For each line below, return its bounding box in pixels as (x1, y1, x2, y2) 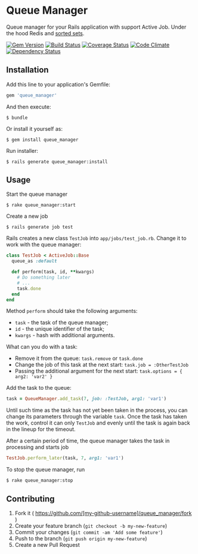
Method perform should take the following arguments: (6, 307, 138, 315)
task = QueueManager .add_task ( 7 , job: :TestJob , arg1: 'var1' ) (6, 396, 167, 402)
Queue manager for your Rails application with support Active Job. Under (6, 23, 187, 30)
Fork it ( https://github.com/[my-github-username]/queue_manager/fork (14, 510, 192, 516)
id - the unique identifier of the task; (14, 325, 104, 333)
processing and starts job (6, 444, 69, 451)
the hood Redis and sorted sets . (6, 29, 85, 36)
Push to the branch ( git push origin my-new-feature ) (14, 535, 147, 542)
